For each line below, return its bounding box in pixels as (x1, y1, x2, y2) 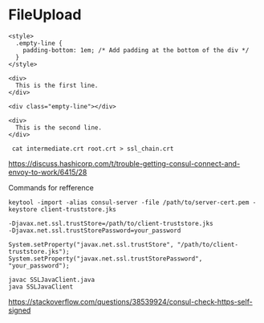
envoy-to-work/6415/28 (8, 167, 87, 177)
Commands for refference (8, 182, 94, 192)
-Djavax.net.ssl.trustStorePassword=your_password (8, 227, 181, 235)
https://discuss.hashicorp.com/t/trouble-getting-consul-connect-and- (8, 158, 241, 168)
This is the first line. (15, 81, 99, 89)
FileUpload (8, 6, 82, 24)
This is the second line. (15, 123, 103, 132)
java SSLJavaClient (8, 283, 74, 291)
